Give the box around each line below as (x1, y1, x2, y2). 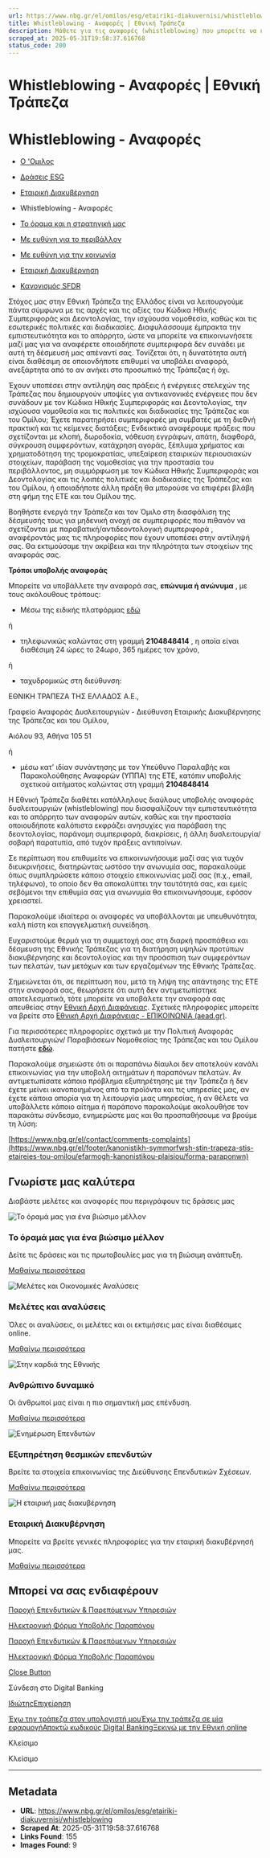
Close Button (8, 1668, 51, 1677)
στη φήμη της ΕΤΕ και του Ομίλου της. (8, 492, 137, 501)
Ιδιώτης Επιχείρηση (8, 1699, 72, 1709)
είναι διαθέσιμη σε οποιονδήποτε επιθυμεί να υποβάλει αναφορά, (8, 357, 230, 366)
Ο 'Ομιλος (19, 157, 55, 166)
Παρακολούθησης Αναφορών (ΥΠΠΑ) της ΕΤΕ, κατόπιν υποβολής (19, 771, 241, 780)
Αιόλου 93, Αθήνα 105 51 (8, 731, 92, 741)
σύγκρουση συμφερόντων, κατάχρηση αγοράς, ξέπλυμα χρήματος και (8, 440, 245, 450)
